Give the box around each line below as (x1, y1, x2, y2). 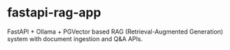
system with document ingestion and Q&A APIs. (7, 34, 143, 42)
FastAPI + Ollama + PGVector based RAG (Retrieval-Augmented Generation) (7, 27, 223, 36)
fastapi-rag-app (7, 5, 102, 21)
